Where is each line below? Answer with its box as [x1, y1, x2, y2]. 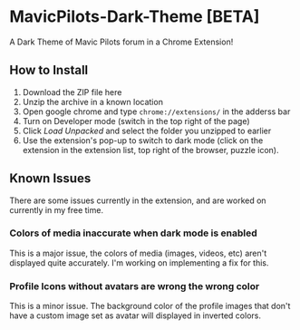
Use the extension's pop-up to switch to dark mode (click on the [22, 134, 264, 146]
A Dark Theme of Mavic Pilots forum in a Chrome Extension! [9, 36, 234, 47]
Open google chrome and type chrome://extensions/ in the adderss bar [22, 106, 291, 117]
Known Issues [9, 170, 92, 187]
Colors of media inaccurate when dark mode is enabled [9, 227, 258, 239]
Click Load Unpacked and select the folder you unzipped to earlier [22, 125, 272, 136]
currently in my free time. [9, 204, 104, 215]
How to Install [9, 63, 89, 78]
